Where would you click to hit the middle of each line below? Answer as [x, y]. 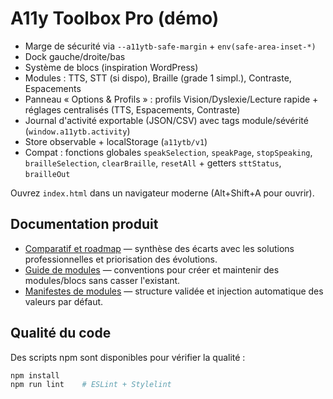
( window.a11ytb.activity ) [77, 131]
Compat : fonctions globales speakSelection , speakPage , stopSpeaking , [168, 152]
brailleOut [47, 174]
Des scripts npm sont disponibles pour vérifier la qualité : [128, 357]
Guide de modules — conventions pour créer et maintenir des [152, 269]
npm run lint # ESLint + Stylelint [91, 385]
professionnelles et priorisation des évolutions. [121, 259]
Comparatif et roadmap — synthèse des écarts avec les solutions [159, 248]
